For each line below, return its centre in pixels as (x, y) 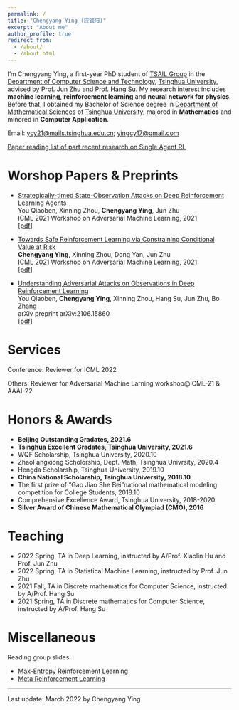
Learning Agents (42, 203)
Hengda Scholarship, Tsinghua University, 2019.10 (91, 470)
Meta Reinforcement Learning (61, 678)
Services (34, 350)
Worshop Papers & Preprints (93, 176)
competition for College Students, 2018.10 (79, 492)
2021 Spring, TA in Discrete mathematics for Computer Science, (111, 601)
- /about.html (34, 54)
